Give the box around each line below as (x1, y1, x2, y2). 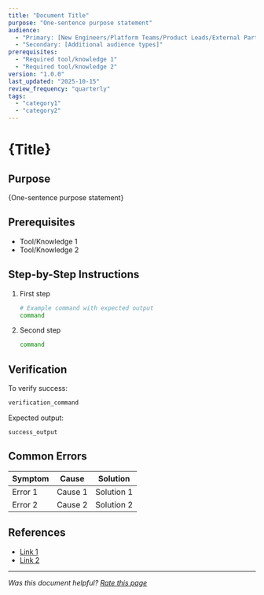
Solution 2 (95, 499, 134, 510)
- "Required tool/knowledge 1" (15, 56, 118, 64)
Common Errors (8, 450, 88, 463)
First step (19, 288, 51, 298)
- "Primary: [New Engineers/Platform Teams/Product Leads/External (15, 33, 241, 42)
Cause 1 (56, 486, 88, 497)
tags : (8, 92, 26, 100)
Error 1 (12, 486, 38, 497)
